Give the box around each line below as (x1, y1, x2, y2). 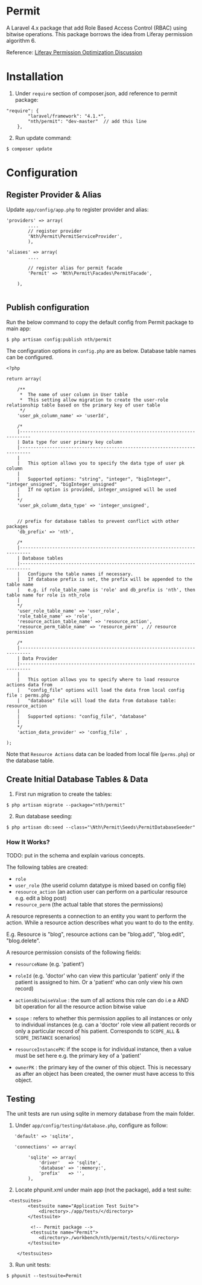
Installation (6, 70, 64, 84)
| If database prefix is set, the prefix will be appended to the (17, 576, 193, 583)
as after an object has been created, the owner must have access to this (14, 1070, 195, 1077)
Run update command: (14, 134, 72, 141)
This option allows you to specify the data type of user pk (28, 460, 185, 466)
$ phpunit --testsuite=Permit (6, 1272, 83, 1279)
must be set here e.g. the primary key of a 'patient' (14, 1052, 142, 1059)
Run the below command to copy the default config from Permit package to (6, 318, 194, 326)
